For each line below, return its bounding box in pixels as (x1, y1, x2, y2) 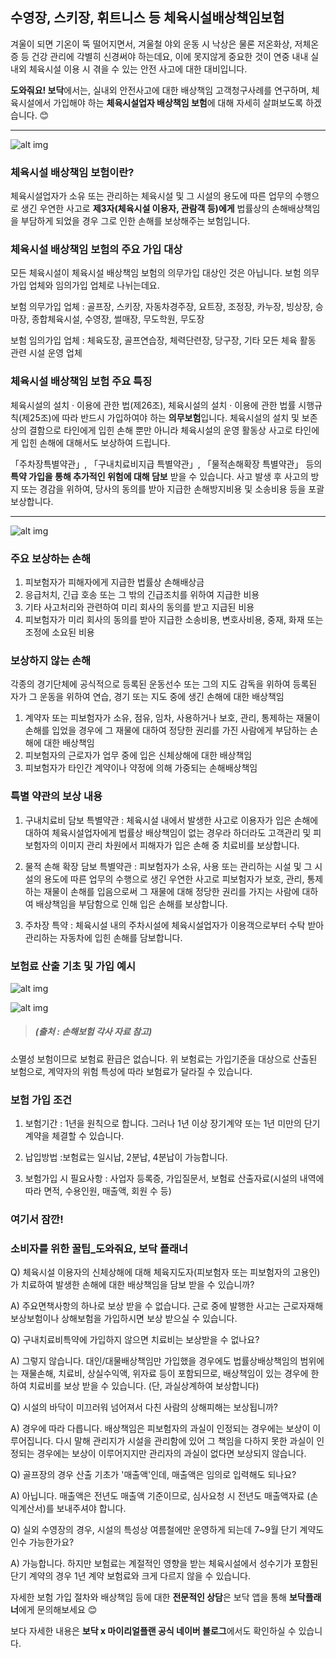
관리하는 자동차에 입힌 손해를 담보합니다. (24, 931, 183, 943)
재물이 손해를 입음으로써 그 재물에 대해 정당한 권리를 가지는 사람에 (43, 885, 300, 897)
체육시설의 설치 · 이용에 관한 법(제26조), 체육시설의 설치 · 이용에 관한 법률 (10, 399, 297, 411)
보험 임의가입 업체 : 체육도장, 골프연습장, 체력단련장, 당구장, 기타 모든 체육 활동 (10, 334, 317, 347)
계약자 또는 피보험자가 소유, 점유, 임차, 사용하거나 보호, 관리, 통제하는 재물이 (24, 712, 321, 724)
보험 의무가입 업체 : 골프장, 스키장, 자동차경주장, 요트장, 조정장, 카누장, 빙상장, (10, 301, 313, 313)
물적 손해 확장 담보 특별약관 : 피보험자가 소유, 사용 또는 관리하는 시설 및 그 (24, 860, 313, 872)
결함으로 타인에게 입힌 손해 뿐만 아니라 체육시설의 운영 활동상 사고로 (28, 424, 293, 436)
